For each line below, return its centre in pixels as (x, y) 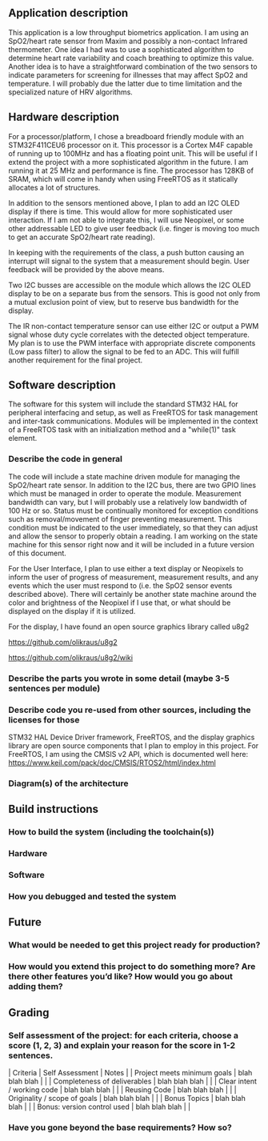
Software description (62, 385)
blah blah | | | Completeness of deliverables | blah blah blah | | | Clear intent (133, 1081)
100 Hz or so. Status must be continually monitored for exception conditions (133, 510)
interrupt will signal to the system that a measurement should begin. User (129, 261)
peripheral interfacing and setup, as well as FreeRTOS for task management (133, 413)
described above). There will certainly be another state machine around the (133, 594)
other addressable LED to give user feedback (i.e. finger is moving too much (134, 228)
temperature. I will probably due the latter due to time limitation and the (125, 83)
